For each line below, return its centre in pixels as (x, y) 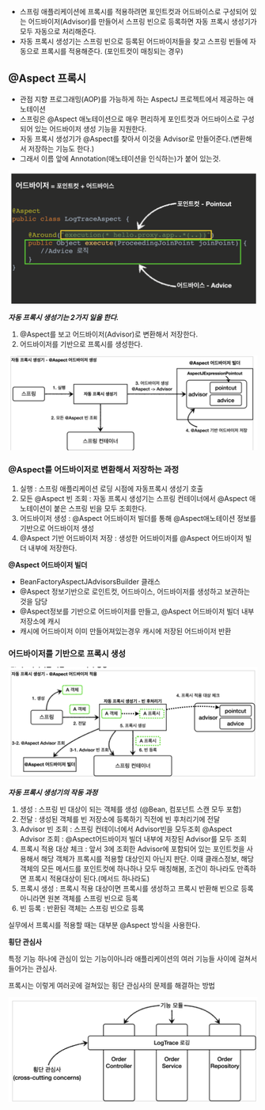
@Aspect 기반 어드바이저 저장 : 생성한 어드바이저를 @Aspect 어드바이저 (131, 538)
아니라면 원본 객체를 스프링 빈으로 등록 (79, 898)
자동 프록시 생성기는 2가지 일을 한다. (64, 317)
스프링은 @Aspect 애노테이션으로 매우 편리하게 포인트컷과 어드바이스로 (129, 119)
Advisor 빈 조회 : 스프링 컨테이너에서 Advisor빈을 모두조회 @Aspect (126, 829)
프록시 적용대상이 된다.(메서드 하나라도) (89, 878)
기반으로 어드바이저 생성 (57, 528)
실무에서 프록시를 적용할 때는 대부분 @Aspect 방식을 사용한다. (104, 925)
